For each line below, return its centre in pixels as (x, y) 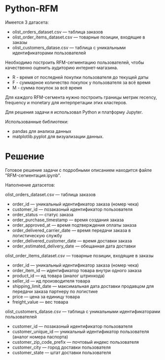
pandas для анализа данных (42, 131)
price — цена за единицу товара (46, 296)
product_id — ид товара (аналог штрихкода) (58, 276)
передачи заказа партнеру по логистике (55, 291)
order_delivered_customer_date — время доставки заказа (72, 240)
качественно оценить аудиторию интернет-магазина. (62, 68)
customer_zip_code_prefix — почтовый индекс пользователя (76, 342)
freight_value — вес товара (40, 302)
